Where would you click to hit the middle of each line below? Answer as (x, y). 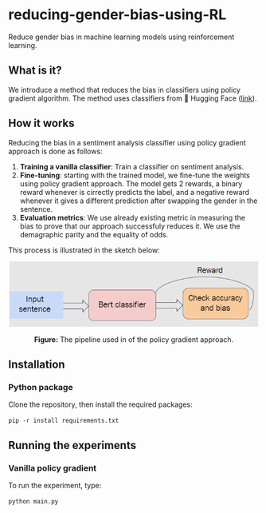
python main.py (33, 501)
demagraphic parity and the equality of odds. (94, 234)
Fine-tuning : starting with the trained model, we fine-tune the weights (135, 175)
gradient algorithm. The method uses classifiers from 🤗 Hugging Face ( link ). (133, 98)
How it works (41, 123)
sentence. (36, 209)
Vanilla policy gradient (53, 467)
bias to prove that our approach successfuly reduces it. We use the (130, 226)
